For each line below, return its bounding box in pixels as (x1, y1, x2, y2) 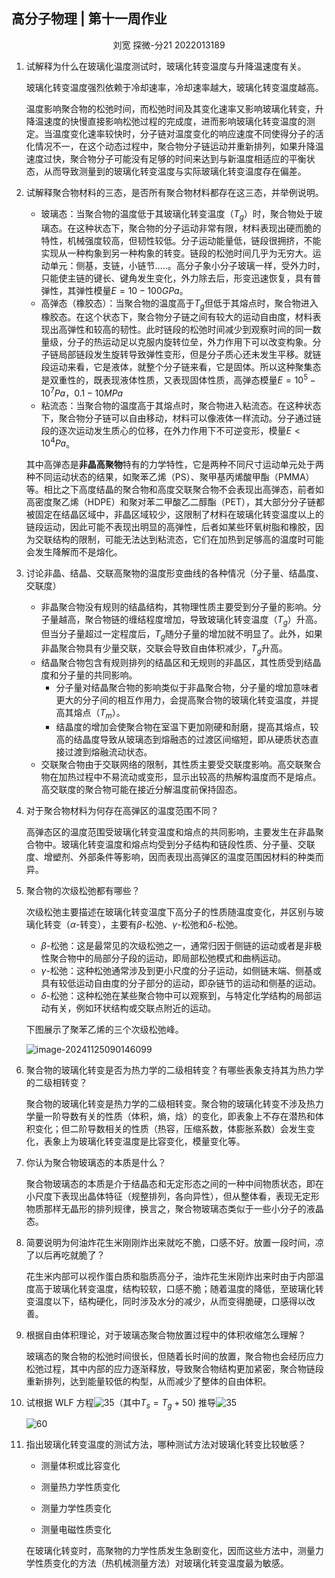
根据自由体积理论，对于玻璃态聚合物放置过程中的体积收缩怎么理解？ (25, 1329, 307, 1341)
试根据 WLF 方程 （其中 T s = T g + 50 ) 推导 (25, 1396, 217, 1411)
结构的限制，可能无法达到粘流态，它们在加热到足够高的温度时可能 (52, 534, 324, 546)
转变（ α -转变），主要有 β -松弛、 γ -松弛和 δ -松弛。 (43, 918, 244, 930)
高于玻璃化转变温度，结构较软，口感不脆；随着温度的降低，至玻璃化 (34, 1282, 316, 1294)
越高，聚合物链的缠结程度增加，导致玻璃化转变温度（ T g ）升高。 (58, 614, 323, 628)
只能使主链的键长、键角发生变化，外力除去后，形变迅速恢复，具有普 (40, 272, 322, 284)
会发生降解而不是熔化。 (25, 546, 123, 558)
